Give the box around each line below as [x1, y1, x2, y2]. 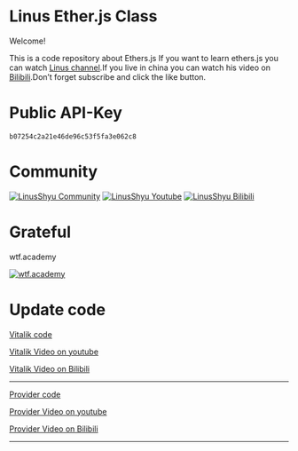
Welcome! [9, 36, 46, 46]
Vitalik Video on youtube [9, 346, 99, 357]
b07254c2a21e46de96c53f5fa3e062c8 [9, 131, 137, 141]
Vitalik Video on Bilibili [9, 363, 90, 374]
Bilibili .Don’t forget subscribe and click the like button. [9, 71, 207, 82]
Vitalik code [9, 328, 53, 339]
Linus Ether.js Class [9, 6, 158, 27]
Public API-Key [9, 103, 122, 123]
